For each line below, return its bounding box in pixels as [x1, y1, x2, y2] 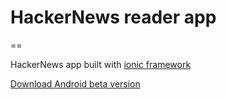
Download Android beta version [10, 77, 141, 90]
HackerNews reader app [10, 6, 217, 29]
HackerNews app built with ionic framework [10, 58, 192, 70]
